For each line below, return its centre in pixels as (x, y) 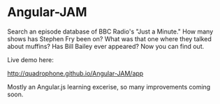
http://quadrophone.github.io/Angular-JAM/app (75, 73)
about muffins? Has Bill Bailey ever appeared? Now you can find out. (106, 46)
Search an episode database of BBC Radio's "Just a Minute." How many (110, 31)
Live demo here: (31, 59)
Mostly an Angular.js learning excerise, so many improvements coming (109, 87)
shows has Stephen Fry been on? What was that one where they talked (109, 38)
